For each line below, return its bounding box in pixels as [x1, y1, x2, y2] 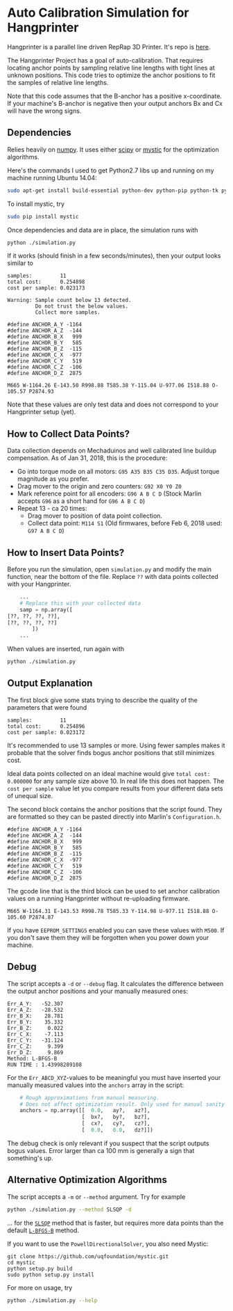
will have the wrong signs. [7, 106, 82, 115]
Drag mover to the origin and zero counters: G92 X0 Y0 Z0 [17, 482, 182, 491]
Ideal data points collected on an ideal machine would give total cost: [7, 769, 211, 777]
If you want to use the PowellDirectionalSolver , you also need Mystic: [7, 1239, 209, 1248]
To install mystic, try [7, 200, 64, 208]
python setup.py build [7, 1265, 73, 1272]
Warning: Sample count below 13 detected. [7, 297, 132, 304]
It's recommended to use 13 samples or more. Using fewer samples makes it [7, 741, 225, 749]
